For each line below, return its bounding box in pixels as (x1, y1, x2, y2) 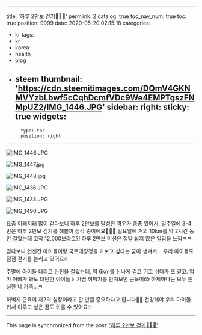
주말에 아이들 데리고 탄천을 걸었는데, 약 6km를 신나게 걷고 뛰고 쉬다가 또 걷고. (6, 268, 188, 275)
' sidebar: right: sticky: (102, 102, 189, 112)
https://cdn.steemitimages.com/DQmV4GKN (17, 84, 191, 94)
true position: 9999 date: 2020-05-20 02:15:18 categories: (6, 19, 151, 26)
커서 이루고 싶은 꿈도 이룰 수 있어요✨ (6, 303, 93, 310)
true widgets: (14, 112, 67, 122)
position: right (20, 133, 61, 139)
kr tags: (14, 31, 34, 38)
